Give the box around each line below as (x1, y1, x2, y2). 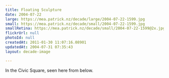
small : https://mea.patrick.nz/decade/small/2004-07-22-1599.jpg (5, 21, 145, 26)
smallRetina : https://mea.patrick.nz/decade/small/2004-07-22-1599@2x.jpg (5, 26, 165, 31)
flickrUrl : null (5, 30, 39, 35)
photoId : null (5, 35, 35, 40)
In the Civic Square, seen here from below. (5, 67, 94, 73)
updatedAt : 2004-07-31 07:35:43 (5, 44, 73, 49)
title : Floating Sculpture (5, 7, 62, 12)
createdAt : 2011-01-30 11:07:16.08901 (5, 40, 87, 45)
